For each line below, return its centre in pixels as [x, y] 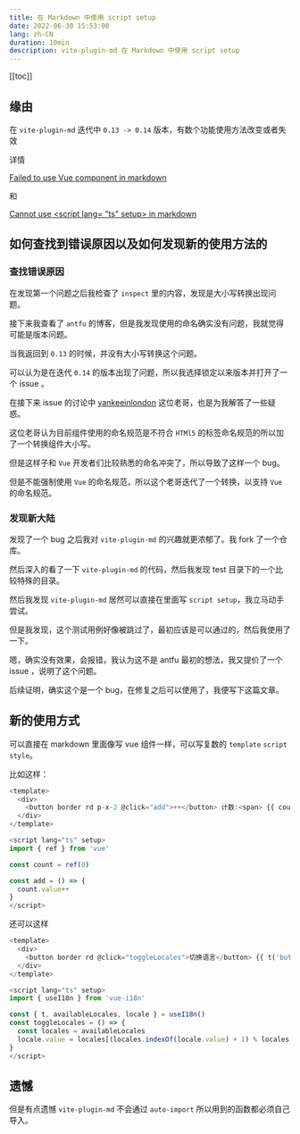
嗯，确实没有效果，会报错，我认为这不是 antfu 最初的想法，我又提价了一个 [146, 659]
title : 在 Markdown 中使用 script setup [83, 17]
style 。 [23, 755]
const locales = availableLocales [81, 1031]
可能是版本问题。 [41, 334]
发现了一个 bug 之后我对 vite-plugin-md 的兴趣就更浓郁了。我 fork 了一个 [144, 539]
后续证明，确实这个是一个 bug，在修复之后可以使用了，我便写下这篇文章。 [146, 689]
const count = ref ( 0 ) [50, 864]
